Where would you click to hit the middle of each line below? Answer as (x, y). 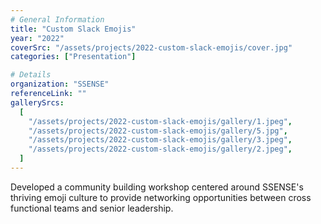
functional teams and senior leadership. (92, 208)
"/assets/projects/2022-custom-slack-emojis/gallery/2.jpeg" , (160, 149)
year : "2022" (37, 38)
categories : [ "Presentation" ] (73, 57)
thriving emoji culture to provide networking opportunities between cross (161, 197)
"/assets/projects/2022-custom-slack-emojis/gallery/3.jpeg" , (160, 140)
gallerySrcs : (37, 102)
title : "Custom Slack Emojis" (73, 29)
